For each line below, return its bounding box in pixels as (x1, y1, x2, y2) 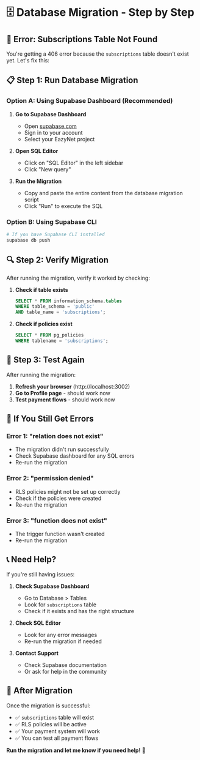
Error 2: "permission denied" (6, 474, 95, 483)
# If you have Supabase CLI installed (6, 231, 105, 237)
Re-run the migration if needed (24, 638, 102, 645)
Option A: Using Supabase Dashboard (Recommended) (6, 97, 173, 105)
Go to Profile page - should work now (15, 389, 111, 397)
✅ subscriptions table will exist (15, 713, 95, 721)
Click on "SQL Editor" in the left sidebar (24, 159, 124, 166)
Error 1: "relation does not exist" (6, 432, 104, 441)
